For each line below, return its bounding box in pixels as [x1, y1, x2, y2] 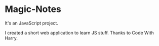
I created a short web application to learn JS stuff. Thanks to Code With [5, 29, 154, 35]
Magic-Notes [5, 3, 62, 15]
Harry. [5, 35, 18, 41]
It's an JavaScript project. [5, 20, 59, 26]
